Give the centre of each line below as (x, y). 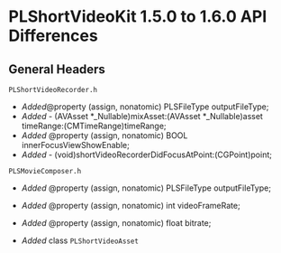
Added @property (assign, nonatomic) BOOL (104, 136)
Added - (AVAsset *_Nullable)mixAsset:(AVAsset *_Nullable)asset (142, 116)
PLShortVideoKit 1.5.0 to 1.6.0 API (138, 17)
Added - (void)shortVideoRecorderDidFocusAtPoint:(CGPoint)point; (146, 155)
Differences (53, 36)
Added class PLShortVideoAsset (80, 240)
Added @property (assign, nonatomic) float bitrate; (116, 223)
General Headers (57, 69)
